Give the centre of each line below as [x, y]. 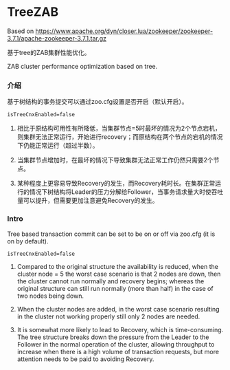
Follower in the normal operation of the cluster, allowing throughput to [116, 344]
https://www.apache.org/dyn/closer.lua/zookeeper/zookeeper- [124, 31]
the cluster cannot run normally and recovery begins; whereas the [111, 281]
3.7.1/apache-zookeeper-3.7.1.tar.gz [57, 38]
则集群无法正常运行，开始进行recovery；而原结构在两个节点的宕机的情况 [120, 137]
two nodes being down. [50, 296]
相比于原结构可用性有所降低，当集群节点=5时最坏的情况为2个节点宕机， [119, 129]
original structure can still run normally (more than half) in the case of [115, 288]
